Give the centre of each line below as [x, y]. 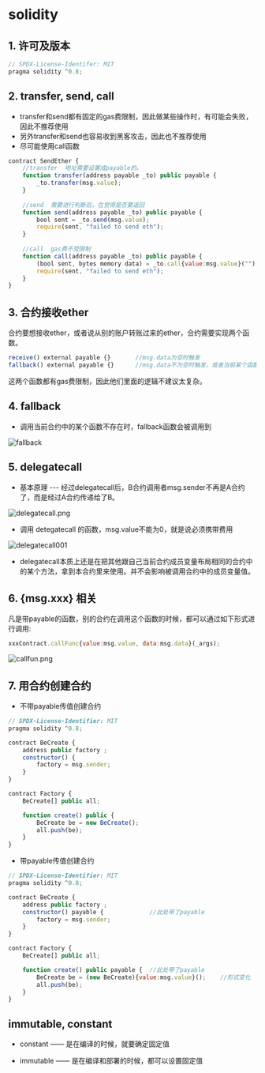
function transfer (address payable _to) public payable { [119, 175]
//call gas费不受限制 [56, 249]
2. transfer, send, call [61, 96]
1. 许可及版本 [39, 45]
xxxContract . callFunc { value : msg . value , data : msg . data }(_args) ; [114, 644]
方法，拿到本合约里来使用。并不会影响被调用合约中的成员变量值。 [147, 571]
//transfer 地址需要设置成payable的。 [82, 168]
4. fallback [35, 407]
